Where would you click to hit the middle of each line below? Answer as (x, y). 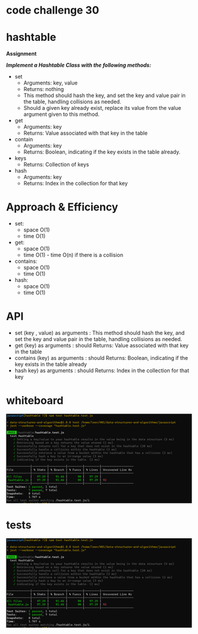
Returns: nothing (44, 89)
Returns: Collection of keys (56, 165)
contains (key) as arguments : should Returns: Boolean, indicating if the (101, 358)
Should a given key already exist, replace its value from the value (102, 108)
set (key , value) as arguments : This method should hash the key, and (100, 333)
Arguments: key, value (50, 83)
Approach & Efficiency (62, 207)
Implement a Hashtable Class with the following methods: (79, 65)
